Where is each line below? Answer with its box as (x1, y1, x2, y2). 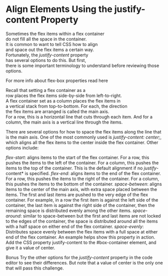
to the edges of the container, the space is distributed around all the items (5, 218, 158, 224)
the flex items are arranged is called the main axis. (5, 108, 109, 114)
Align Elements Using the (5, 3, 113, 15)
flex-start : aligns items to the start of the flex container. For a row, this (5, 154, 149, 160)
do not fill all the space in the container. (5, 36, 87, 42)
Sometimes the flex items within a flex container (5, 30, 104, 36)
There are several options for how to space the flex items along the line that (5, 128, 161, 134)
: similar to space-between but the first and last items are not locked (20, 212, 161, 218)
